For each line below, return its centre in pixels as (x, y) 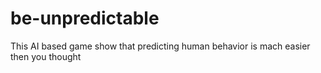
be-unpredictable (85, 18)
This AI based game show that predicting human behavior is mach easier (160, 46)
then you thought (46, 56)
